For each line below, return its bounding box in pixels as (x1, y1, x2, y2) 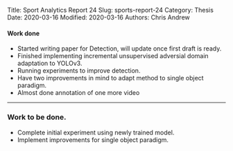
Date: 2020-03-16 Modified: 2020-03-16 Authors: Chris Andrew (7, 13, 191, 21)
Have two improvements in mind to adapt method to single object (17, 74, 204, 82)
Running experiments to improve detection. (17, 66, 141, 75)
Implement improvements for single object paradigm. (17, 135, 169, 144)
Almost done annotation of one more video (17, 89, 140, 97)
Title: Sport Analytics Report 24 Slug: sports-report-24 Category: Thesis (7, 6, 214, 14)
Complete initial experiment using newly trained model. (17, 128, 175, 136)
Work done (7, 29, 40, 37)
